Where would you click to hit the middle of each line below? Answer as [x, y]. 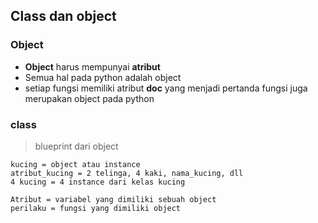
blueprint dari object [76, 146]
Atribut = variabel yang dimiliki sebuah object [113, 199]
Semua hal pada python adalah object [103, 77]
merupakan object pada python [89, 98]
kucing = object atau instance [75, 164]
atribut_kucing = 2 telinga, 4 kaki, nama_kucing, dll [127, 173]
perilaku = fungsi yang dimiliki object [96, 208]
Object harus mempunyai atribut [92, 66]
